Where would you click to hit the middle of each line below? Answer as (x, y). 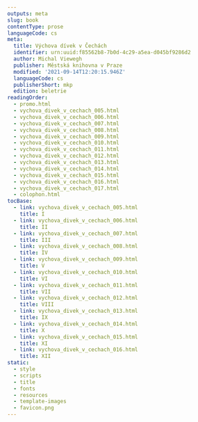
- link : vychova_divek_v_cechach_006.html (76, 220)
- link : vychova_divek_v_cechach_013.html (76, 311)
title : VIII (37, 305)
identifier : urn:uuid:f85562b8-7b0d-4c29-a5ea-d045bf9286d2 (102, 53)
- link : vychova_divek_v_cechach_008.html (76, 246)
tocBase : (20, 201)
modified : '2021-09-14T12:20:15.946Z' (70, 72)
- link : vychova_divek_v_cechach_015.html (76, 337)
